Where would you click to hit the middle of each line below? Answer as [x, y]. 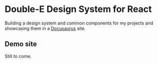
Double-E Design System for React [78, 9]
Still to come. [18, 56]
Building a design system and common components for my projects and [79, 23]
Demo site [21, 44]
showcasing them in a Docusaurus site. [45, 28]
